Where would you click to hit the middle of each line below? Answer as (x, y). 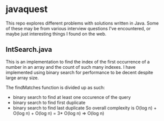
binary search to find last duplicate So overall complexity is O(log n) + (85, 108)
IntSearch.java (29, 49)
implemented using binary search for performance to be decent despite (79, 72)
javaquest (27, 9)
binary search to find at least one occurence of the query (72, 97)
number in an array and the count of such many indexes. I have (71, 67)
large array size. (22, 78)
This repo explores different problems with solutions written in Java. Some (82, 23)
